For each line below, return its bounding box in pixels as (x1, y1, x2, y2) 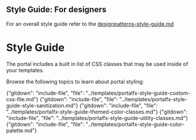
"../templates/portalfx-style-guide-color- (85, 121, 185, 128)
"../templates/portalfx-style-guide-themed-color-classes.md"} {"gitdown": (6, 108, 188, 115)
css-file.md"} (6, 95, 38, 102)
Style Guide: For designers (6, 5, 107, 15)
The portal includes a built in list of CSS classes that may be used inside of (6, 60, 188, 67)
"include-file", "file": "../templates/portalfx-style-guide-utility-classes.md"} (6, 114, 188, 121)
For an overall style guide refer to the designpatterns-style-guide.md (6, 20, 174, 27)
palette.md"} (6, 126, 37, 134)
